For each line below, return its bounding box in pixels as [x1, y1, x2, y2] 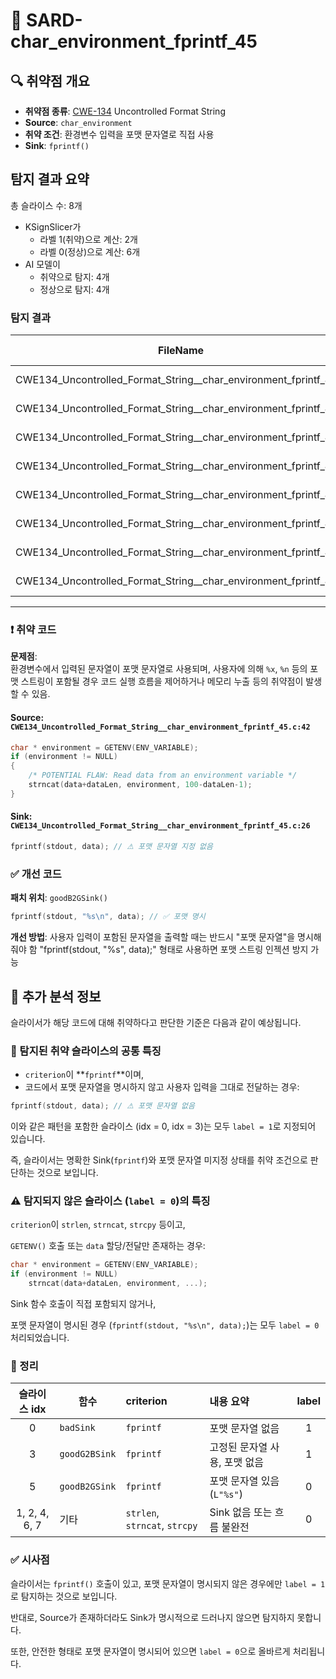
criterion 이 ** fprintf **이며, [24, 1069, 145, 1081]
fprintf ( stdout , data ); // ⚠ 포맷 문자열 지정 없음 [10, 842, 213, 852]
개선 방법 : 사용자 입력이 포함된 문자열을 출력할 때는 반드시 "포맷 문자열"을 [10, 931, 296, 943]
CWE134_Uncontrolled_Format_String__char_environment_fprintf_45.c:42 [10, 722, 311, 732]
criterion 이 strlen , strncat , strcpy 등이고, [10, 1219, 186, 1231]
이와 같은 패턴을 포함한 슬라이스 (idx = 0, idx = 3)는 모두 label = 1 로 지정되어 [10, 1120, 317, 1133]
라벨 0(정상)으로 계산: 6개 [39, 245, 141, 258]
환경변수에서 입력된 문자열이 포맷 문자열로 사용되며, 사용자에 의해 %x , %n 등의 [10, 663, 308, 675]
